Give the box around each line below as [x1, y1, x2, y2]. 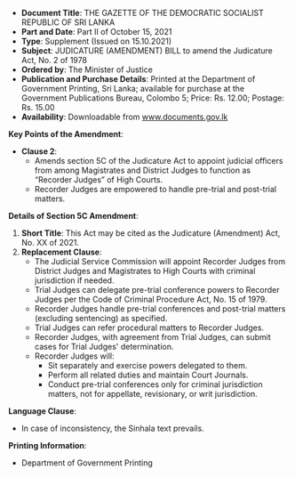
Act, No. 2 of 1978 [20, 55, 88, 65]
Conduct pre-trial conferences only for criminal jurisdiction [47, 379, 263, 390]
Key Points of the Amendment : [8, 129, 124, 139]
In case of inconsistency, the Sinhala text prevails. [20, 423, 205, 433]
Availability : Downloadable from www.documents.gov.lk [20, 111, 228, 122]
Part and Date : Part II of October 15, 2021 [20, 27, 172, 36]
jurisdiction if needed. [34, 275, 115, 286]
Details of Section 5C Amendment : [8, 211, 139, 221]
